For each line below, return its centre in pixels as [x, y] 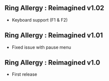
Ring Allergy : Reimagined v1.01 [54, 36]
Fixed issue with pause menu [41, 47]
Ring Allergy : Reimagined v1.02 [54, 8]
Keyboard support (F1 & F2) [40, 20]
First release [24, 74]
